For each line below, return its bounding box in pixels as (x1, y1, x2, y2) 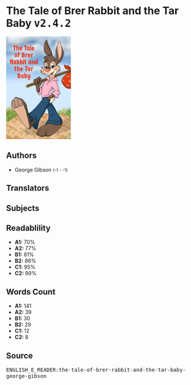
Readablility (6, 223, 51, 233)
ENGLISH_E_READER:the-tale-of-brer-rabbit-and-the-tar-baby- (6, 366, 186, 373)
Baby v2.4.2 (6, 16, 72, 30)
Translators (6, 183, 49, 193)
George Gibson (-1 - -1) (14, 166, 68, 173)
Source (6, 350, 33, 360)
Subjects (6, 203, 39, 213)
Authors (6, 151, 37, 161)
